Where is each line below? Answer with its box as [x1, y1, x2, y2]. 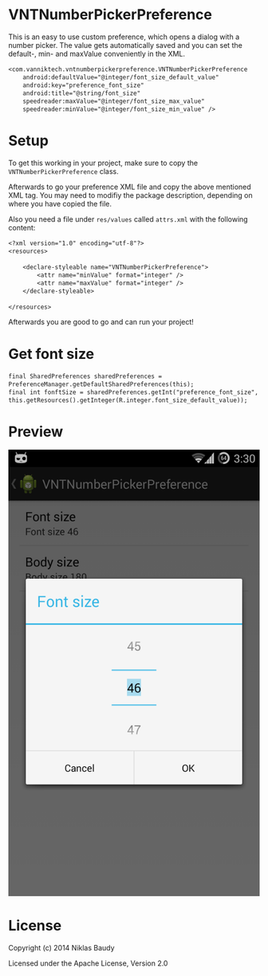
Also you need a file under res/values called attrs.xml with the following [8, 214, 249, 224]
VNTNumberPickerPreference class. [8, 166, 119, 176]
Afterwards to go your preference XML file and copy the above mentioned [8, 182, 251, 191]
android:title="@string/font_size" [22, 89, 141, 97]
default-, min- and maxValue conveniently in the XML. [8, 49, 186, 58]
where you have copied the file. [8, 199, 112, 208]
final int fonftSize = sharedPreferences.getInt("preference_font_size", [8, 388, 259, 396]
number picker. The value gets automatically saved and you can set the [8, 40, 243, 49]
